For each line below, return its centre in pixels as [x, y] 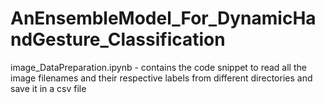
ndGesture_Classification [118, 39]
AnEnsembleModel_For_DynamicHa [163, 18]
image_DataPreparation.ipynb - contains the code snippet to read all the [158, 67]
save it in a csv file [48, 88]
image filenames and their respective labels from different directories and [161, 78]
